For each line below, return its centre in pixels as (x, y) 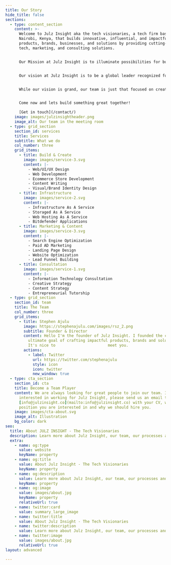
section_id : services (37, 131)
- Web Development (47, 174)
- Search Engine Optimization (60, 241)
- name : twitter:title (38, 517)
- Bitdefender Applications (58, 222)
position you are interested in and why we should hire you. (85, 407)
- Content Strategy (49, 288)
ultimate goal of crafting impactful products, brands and (92, 341)
